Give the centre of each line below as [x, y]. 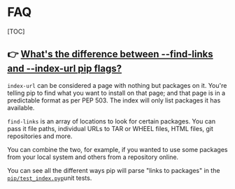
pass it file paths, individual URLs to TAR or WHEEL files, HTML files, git [110, 128]
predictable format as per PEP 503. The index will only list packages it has [114, 100]
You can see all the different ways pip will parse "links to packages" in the [114, 170]
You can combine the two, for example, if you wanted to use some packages [117, 149]
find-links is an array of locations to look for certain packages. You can [111, 121]
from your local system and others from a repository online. [93, 157]
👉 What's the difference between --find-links [110, 54]
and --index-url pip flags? [65, 69]
